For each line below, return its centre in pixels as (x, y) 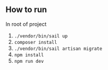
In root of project (26, 24)
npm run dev (29, 61)
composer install (36, 42)
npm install (29, 55)
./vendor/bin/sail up (41, 36)
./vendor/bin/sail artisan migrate (58, 49)
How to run (26, 10)
